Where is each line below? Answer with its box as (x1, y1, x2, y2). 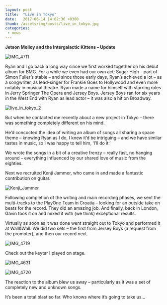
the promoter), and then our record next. (5, 231, 88, 237)
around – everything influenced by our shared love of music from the (5, 155, 146, 161)
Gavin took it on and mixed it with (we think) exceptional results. (5, 210, 136, 216)
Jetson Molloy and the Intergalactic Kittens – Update (5, 44, 116, 50)
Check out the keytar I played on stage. (5, 250, 86, 256)
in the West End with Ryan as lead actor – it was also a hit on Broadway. (5, 95, 152, 101)
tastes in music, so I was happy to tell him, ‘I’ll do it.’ (5, 140, 111, 146)
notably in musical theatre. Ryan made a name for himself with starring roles (5, 85, 162, 90)
